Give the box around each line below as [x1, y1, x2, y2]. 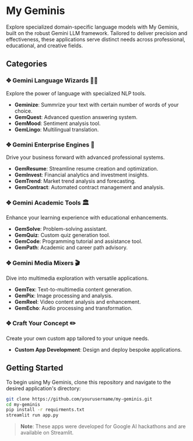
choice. [14, 107, 33, 114]
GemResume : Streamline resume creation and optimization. [14, 165, 159, 172]
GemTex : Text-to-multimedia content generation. [14, 286, 132, 293]
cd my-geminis [6, 401, 41, 407]
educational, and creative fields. [6, 42, 83, 49]
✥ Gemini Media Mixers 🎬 [6, 259, 80, 267]
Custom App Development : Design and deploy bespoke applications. [14, 346, 183, 353]
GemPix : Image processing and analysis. [14, 292, 113, 299]
